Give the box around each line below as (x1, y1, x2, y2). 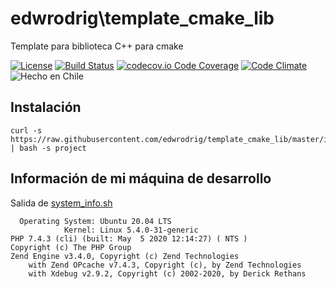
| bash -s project (10, 143, 87, 153)
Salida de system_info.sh (10, 197, 113, 209)
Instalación (10, 99, 82, 116)
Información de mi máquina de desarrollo (10, 170, 272, 187)
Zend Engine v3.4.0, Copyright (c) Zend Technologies (10, 251, 240, 261)
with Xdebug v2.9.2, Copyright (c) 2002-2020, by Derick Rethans (28, 268, 307, 279)
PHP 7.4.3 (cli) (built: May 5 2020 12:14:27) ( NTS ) (10, 233, 248, 244)
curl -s (10, 125, 43, 136)
